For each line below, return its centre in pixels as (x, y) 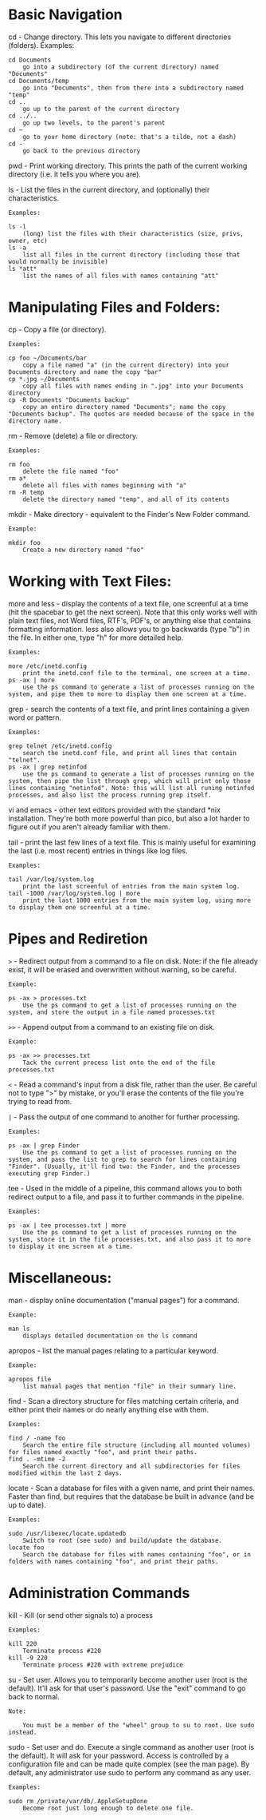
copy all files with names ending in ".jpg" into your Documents (133, 386)
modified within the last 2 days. (66, 1473)
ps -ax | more (32, 680)
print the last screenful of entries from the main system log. (131, 886)
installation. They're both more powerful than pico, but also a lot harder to (129, 818)
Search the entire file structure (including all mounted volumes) (137, 1445)
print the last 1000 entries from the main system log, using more (137, 900)
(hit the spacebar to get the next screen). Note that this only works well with (133, 612)
